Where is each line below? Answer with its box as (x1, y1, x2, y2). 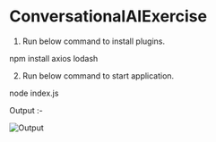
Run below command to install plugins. (22, 36, 166, 46)
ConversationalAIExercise (9, 6, 208, 27)
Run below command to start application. (22, 70, 175, 81)
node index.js (9, 88, 59, 98)
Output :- (9, 104, 43, 115)
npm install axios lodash (9, 53, 99, 63)
